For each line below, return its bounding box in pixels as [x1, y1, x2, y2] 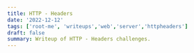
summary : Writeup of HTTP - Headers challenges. [7, 36, 151, 43]
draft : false [7, 29, 45, 36]
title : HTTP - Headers [7, 10, 73, 17]
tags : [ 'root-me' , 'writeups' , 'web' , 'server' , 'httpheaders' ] [7, 23, 188, 30]
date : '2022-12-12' [7, 17, 64, 23]
